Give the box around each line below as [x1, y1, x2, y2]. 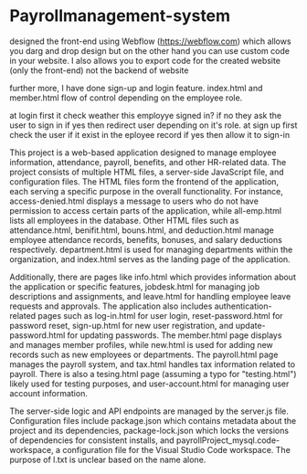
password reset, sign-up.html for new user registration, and [9, 320, 234, 331]
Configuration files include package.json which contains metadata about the [9, 415, 297, 426]
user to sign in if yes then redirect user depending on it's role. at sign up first [9, 120, 298, 131]
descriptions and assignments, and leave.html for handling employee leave [9, 290, 291, 301]
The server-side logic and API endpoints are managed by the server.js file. [9, 406, 290, 416]
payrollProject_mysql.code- [176, 435, 281, 446]
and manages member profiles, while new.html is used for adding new [9, 339, 274, 350]
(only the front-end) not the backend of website [9, 65, 189, 76]
